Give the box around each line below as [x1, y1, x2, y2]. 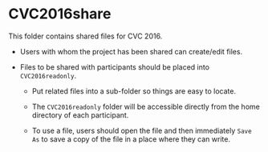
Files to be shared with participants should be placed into [19, 62, 210, 72]
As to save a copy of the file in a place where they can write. [31, 134, 231, 144]
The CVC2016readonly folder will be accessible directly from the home [31, 102, 261, 111]
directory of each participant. [31, 110, 129, 120]
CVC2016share [8, 5, 112, 23]
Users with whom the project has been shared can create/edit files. [19, 46, 243, 56]
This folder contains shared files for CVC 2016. [8, 31, 163, 41]
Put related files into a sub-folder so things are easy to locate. [31, 86, 237, 96]
